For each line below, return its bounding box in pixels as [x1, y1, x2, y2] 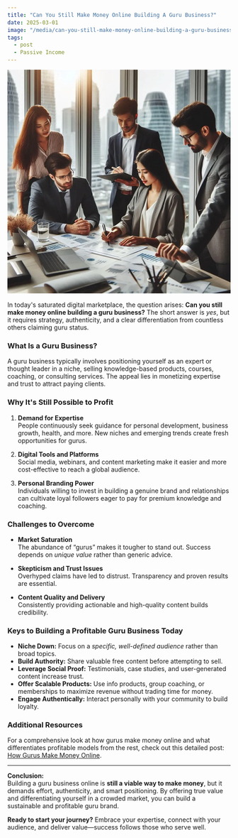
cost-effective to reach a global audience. [17, 465, 140, 474]
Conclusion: [7, 771, 45, 780]
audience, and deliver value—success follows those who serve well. [7, 823, 207, 832]
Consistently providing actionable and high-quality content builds [17, 600, 209, 609]
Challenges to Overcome [7, 519, 94, 529]
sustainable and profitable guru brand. [7, 802, 119, 810]
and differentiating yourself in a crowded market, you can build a [7, 794, 196, 802]
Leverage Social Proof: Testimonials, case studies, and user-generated [17, 665, 227, 673]
